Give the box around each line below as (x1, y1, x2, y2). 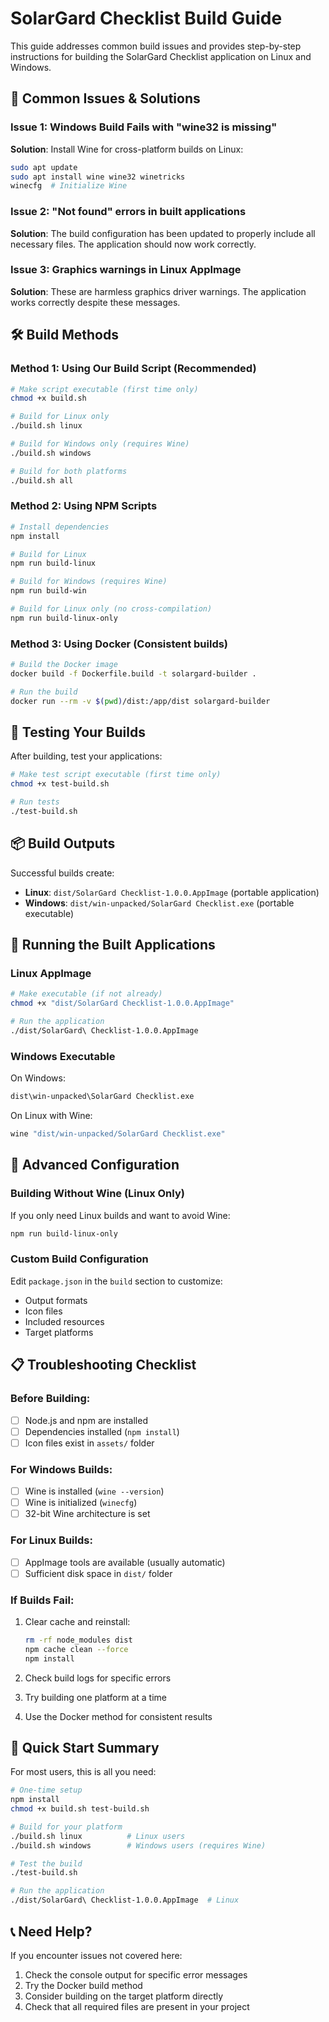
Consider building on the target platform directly (24, 1990, 224, 2002)
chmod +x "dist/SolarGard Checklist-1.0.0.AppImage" (10, 998, 235, 1009)
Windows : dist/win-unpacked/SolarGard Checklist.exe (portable (24, 897, 295, 909)
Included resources (24, 1315, 105, 1327)
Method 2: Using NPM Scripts (10, 499, 158, 513)
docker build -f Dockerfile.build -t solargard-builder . (10, 669, 257, 679)
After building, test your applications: (10, 750, 163, 762)
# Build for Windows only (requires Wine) (10, 439, 190, 449)
